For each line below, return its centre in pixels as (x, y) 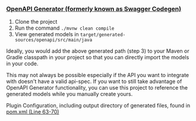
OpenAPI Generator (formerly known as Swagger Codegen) (94, 9)
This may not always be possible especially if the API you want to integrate (98, 75)
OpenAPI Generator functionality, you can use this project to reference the (97, 88)
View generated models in (47, 34)
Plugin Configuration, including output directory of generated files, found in (98, 106)
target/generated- (103, 35)
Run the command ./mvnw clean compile (64, 28)
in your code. (22, 63)
